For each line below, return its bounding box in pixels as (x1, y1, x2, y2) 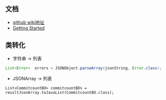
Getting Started (12, 25, 45, 31)
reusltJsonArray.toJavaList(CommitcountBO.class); (5, 90, 114, 95)
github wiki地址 (12, 19, 45, 25)
